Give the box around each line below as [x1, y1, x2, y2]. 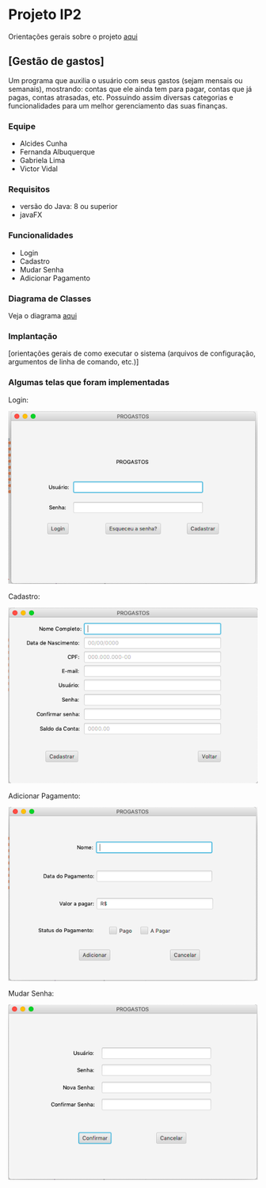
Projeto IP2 [8, 6, 82, 24]
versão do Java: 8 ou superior [19, 202, 118, 211]
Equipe [8, 120, 36, 131]
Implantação [8, 330, 58, 341]
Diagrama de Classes [8, 293, 92, 304]
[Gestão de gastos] [8, 55, 104, 68]
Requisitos [8, 184, 50, 195]
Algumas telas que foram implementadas [8, 377, 170, 388]
